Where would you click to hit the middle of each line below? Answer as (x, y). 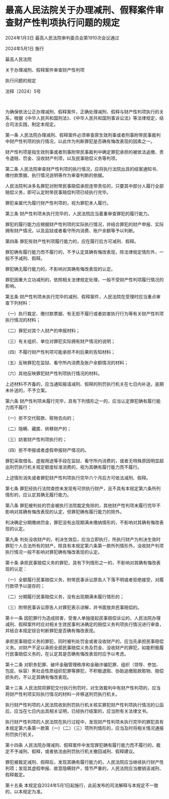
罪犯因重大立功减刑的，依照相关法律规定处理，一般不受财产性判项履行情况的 (84, 279)
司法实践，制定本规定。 (34, 124)
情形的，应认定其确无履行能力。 (38, 495)
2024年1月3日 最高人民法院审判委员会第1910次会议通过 (62, 38)
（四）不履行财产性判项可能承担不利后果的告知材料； (60, 352)
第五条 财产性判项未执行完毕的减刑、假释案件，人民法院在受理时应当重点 (81, 296)
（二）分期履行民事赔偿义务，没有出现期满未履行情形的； (65, 596)
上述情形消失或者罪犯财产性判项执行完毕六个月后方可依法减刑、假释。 (78, 477)
